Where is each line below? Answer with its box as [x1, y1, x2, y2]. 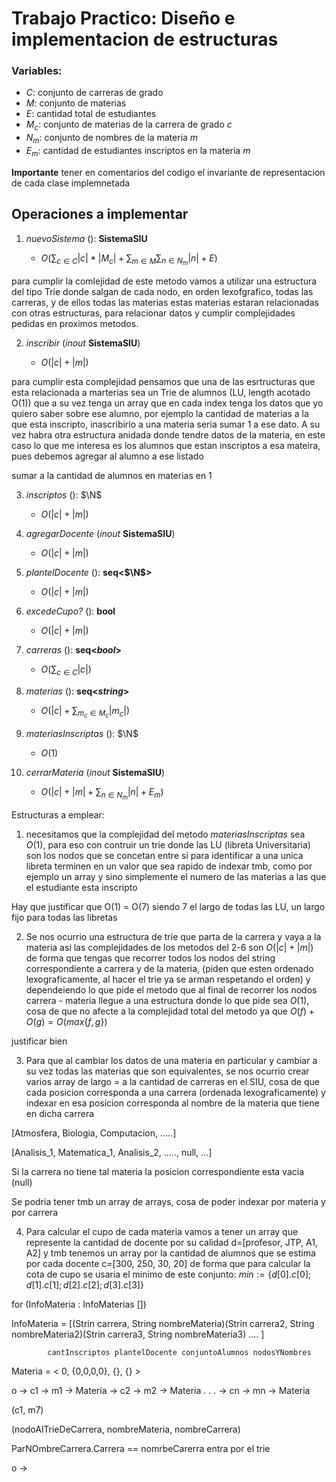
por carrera [11, 1206, 58, 1218]
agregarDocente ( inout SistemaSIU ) [25, 527, 176, 539]
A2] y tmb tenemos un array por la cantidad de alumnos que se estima [25, 1247, 316, 1259]
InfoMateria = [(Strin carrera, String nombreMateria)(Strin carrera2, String [11, 1317, 315, 1329]
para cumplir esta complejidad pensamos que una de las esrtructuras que [11, 375, 316, 387]
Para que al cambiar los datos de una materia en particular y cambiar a [25, 1054, 318, 1066]
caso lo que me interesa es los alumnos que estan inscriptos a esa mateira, [11, 439, 321, 451]
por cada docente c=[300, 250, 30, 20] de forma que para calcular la [25, 1257, 311, 1269]
